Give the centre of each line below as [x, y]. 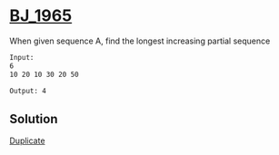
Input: [22, 57]
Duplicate [27, 140]
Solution [34, 119]
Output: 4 [28, 91]
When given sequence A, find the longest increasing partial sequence [140, 41]
